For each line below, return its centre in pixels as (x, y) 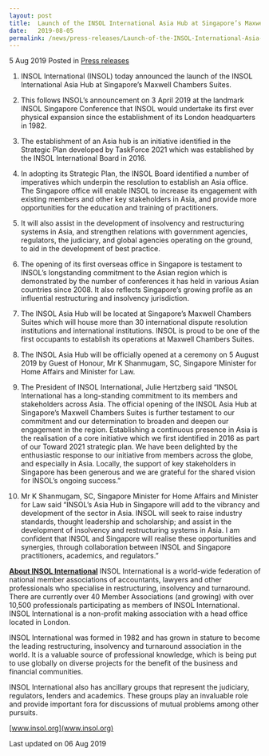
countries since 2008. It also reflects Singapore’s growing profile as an (137, 290)
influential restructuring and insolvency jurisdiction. (105, 298)
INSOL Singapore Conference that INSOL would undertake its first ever (137, 109)
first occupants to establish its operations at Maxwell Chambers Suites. (137, 339)
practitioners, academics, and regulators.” (89, 556)
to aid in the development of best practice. (90, 249)
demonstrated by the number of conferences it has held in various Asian (139, 282)
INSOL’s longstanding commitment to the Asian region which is (124, 273)
